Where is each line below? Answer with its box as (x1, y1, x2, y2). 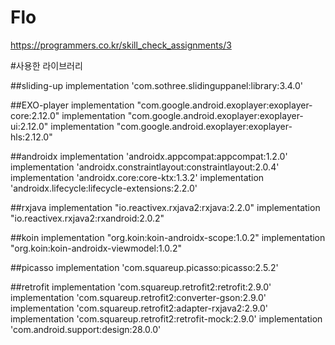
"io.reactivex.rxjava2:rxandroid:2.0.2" (10, 212, 165, 224)
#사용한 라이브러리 (10, 59, 83, 71)
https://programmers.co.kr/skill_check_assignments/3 (10, 39, 232, 51)
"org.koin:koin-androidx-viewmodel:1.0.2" (10, 242, 182, 254)
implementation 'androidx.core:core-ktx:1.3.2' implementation (10, 171, 265, 183)
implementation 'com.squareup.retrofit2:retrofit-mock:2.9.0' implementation (10, 312, 323, 325)
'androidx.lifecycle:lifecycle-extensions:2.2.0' (10, 182, 198, 194)
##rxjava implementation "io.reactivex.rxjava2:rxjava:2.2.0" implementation (10, 201, 321, 213)
